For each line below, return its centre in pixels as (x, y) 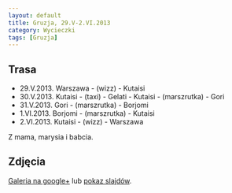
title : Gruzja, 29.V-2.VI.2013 (59, 23)
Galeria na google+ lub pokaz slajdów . (70, 180)
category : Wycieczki (42, 30)
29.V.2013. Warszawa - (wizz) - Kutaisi (82, 88)
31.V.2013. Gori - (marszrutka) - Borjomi (84, 105)
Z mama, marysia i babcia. (51, 137)
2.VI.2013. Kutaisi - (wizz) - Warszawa (81, 122)
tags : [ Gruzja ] (33, 37)
